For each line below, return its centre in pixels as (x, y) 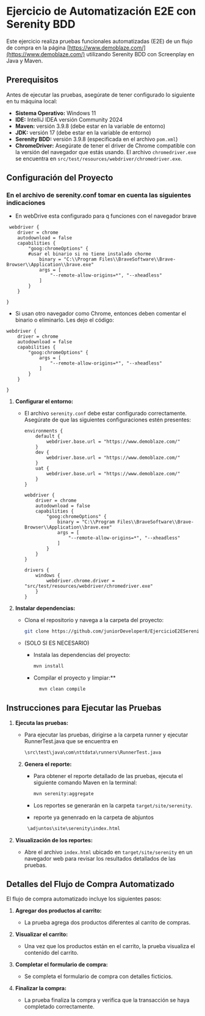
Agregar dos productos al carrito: (58, 911)
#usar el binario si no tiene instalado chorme (90, 254)
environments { (43, 431)
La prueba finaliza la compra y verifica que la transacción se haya (107, 1000)
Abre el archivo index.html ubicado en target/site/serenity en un (109, 852)
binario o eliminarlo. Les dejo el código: (65, 320)
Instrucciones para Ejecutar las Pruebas (84, 708)
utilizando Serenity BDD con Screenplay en (140, 54)
